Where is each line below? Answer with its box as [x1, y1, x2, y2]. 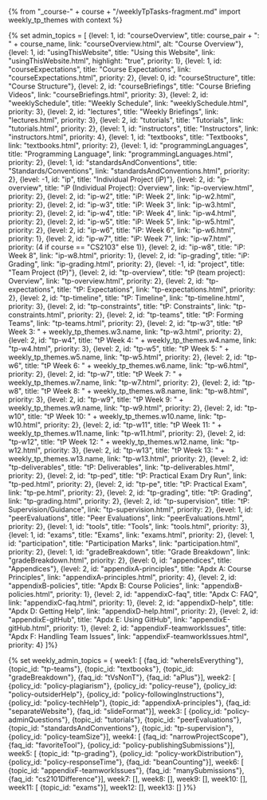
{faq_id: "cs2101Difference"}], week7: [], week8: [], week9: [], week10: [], [8, 775, 248, 783]
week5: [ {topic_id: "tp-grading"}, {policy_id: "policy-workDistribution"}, [8, 749, 243, 758]
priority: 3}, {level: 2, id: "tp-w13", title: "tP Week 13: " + [43, 445, 226, 455]
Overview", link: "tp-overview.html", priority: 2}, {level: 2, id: [8, 276, 205, 285]
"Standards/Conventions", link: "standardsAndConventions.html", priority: [8, 167, 250, 175]
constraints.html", [8, 310, 66, 320]
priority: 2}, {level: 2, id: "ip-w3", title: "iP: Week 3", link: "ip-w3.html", [8, 200, 237, 210]
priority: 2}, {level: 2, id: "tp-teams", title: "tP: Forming [67, 310, 244, 320]
